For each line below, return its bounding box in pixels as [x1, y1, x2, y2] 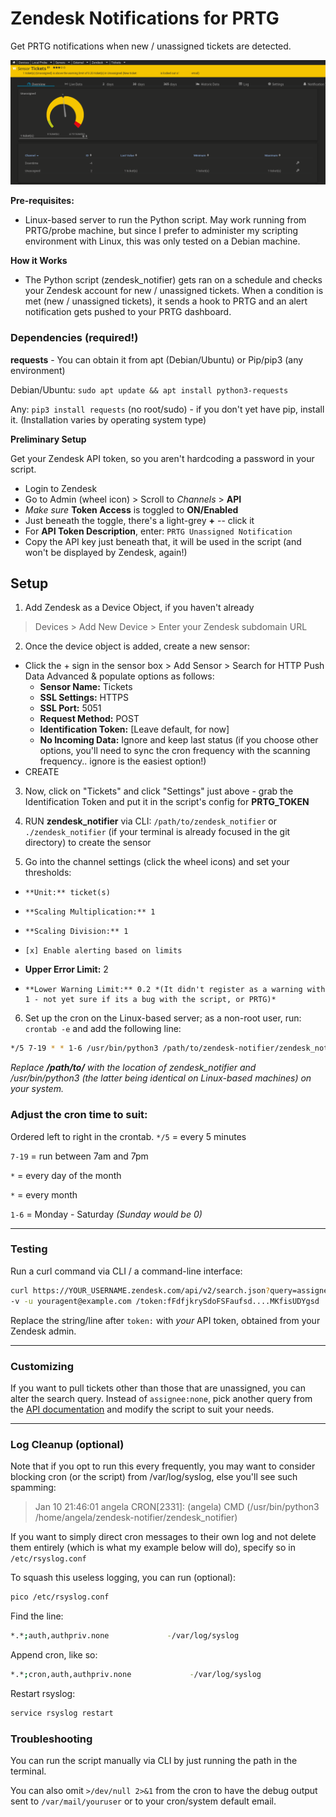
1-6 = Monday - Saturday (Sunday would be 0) [10, 1208, 203, 1220]
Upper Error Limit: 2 [24, 963, 109, 976]
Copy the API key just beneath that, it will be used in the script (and [24, 535, 302, 547]
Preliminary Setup [10, 433, 87, 445]
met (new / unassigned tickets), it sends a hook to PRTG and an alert [24, 295, 308, 307]
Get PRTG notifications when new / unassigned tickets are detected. [10, 40, 292, 52]
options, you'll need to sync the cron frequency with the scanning [39, 745, 311, 757]
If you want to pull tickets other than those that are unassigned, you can [10, 1382, 306, 1394]
